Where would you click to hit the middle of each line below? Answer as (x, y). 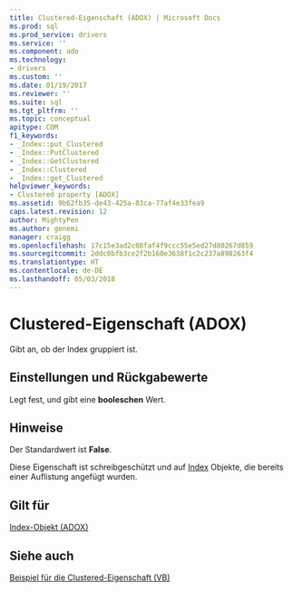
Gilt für (29, 505)
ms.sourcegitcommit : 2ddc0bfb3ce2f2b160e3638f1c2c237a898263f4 (132, 254)
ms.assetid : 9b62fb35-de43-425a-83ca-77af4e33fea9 (107, 204)
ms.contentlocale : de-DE (56, 271)
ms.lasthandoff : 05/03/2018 (63, 279)
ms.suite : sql (36, 102)
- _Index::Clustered (49, 170)
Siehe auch (42, 555)
